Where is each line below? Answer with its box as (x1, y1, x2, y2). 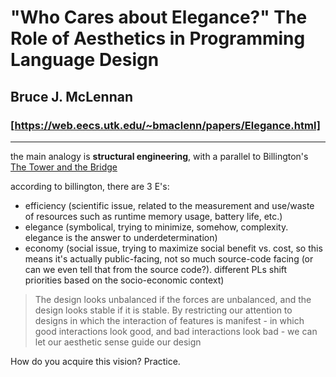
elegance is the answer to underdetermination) (24, 231, 218, 243)
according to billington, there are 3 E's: (10, 180, 170, 192)
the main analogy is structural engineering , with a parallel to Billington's (10, 150, 309, 162)
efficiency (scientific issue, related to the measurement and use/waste (24, 199, 315, 211)
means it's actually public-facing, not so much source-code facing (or (24, 252, 314, 265)
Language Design (10, 49, 160, 71)
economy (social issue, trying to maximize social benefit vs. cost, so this (24, 242, 323, 254)
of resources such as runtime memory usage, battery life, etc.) (24, 210, 283, 222)
